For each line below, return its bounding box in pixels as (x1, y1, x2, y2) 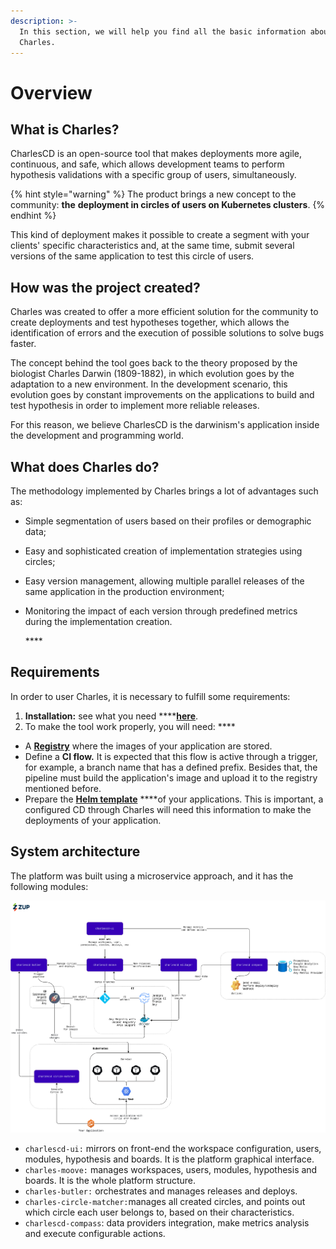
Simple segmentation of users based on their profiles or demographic (24, 515, 312, 527)
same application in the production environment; (24, 586, 225, 597)
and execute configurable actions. (24, 1227, 166, 1239)
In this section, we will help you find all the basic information (19, 26, 307, 37)
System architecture (10, 843, 141, 860)
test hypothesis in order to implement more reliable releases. (10, 400, 260, 412)
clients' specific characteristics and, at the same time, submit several (10, 240, 295, 252)
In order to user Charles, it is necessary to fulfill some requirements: (10, 690, 291, 702)
